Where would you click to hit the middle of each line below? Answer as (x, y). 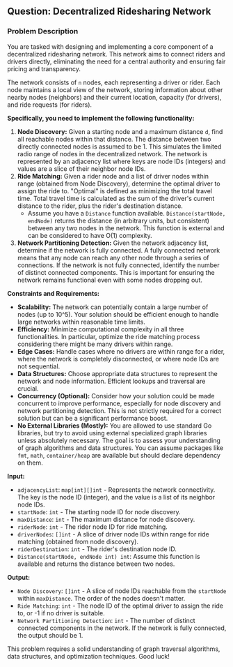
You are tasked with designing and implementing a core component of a (110, 46)
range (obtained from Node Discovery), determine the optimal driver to (119, 183)
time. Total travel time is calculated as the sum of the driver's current (116, 198)
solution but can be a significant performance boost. (93, 418)
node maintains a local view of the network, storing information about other (115, 89)
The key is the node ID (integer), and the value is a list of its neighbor (116, 497)
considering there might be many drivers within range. (95, 344)
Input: (16, 476)
